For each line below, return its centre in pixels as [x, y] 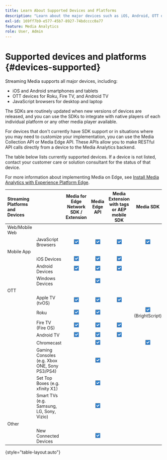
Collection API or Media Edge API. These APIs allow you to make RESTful [80, 142]
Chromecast [49, 343]
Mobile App [19, 252]
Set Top [44, 378]
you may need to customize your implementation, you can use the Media [80, 137]
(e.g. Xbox [47, 360]
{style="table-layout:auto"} [33, 452]
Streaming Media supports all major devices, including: [61, 81]
